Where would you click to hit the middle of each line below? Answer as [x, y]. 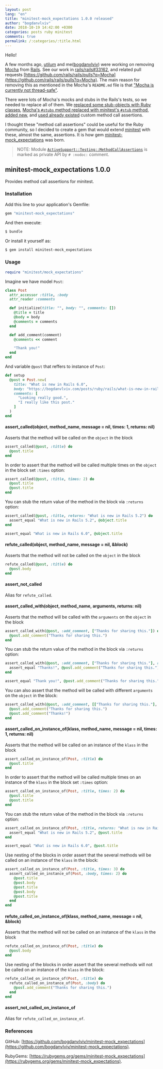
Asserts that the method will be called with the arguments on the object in [78, 617]
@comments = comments [35, 321]
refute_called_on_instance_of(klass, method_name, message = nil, [74, 916]
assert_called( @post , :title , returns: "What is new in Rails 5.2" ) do [79, 516]
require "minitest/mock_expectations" [44, 272]
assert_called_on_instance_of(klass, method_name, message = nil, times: [81, 729]
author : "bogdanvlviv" [28, 23]
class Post [16, 290]
